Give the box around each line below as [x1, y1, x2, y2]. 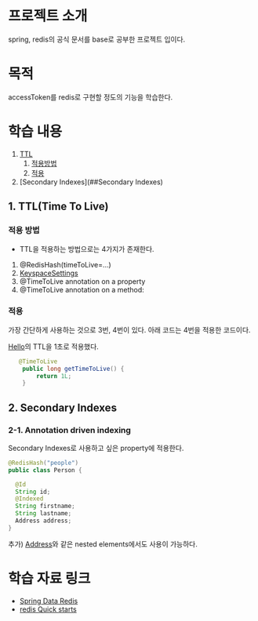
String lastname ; [15, 510, 72, 517]
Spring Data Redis [19, 596, 78, 605]
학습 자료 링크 [8, 570, 91, 588]
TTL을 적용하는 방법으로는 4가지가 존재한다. [19, 244, 154, 253]
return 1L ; [36, 372, 72, 380]
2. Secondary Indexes [8, 401, 118, 414]
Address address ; [15, 517, 72, 525]
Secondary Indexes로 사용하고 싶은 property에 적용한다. [8, 443, 184, 452]
